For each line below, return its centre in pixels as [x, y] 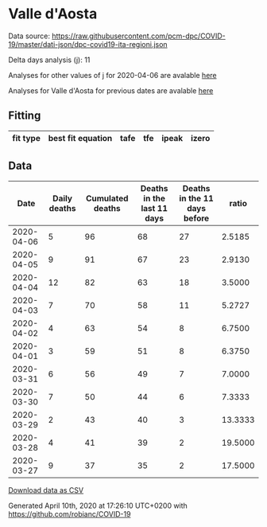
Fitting [25, 116]
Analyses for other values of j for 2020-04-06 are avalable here [112, 75]
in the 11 [197, 198]
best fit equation [80, 138]
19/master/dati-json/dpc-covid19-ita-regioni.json [88, 44]
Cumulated [107, 198]
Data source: [29, 36]
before [197, 218]
